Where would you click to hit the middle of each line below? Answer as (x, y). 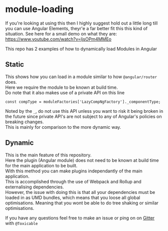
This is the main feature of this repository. (49, 155)
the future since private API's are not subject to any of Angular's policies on (83, 116)
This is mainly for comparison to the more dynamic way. (63, 127)
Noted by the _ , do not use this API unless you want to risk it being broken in (84, 111)
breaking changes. (25, 122)
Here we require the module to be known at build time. (62, 87)
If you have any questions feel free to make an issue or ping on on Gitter (80, 218)
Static (15, 64)
